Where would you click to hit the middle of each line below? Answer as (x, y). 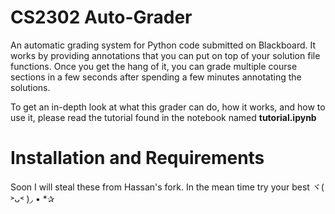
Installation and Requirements (137, 158)
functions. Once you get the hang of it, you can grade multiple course (154, 66)
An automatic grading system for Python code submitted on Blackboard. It (163, 45)
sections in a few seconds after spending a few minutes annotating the (156, 77)
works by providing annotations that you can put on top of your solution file (165, 55)
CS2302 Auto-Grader (101, 17)
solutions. (30, 87)
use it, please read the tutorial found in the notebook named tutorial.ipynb (163, 117)
